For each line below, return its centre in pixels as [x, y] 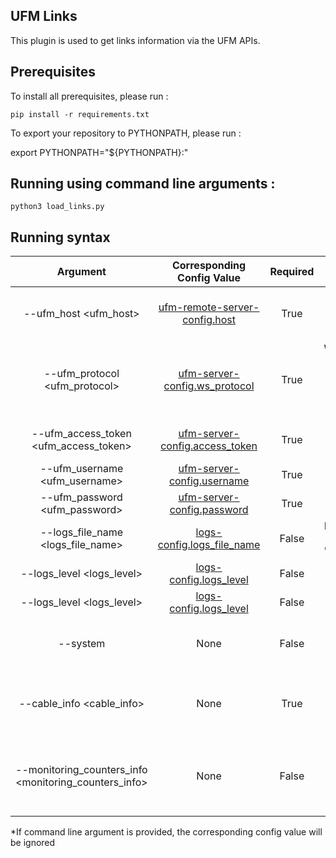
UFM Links [44, 16]
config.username [209, 481]
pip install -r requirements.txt [80, 114]
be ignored [33, 843]
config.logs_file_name [209, 545]
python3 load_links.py [57, 207]
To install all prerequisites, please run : [89, 96]
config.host [209, 320]
